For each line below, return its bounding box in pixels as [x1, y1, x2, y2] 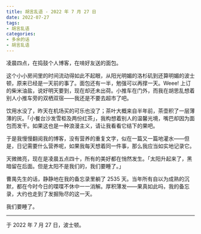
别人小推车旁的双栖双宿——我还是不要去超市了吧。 [6, 94, 132, 102]
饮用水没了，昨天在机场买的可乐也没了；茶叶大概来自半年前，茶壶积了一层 [6, 107, 190, 114]
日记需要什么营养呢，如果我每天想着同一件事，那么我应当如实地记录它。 [16, 142, 195, 150]
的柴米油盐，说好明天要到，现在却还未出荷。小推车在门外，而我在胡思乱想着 [6, 87, 195, 94]
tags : [6, 20, 20, 26]
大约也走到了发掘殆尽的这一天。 [16, 190, 96, 197]
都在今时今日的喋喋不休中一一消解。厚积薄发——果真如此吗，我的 [16, 183, 179, 190]
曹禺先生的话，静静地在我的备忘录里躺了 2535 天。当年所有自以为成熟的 [6, 175, 184, 183]
